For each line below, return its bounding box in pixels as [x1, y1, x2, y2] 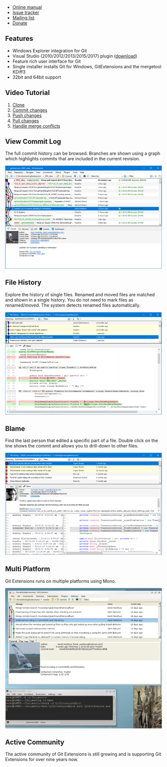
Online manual [12, 4, 42, 10]
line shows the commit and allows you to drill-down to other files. [5, 443, 139, 449]
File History [5, 278, 42, 287]
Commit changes [12, 107, 48, 113]
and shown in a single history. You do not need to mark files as [5, 297, 134, 303]
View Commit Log [5, 137, 61, 146]
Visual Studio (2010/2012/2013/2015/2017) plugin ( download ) [12, 53, 138, 59]
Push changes [12, 112, 42, 118]
